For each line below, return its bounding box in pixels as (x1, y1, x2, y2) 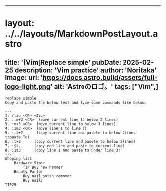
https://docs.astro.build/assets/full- (42, 74, 158, 82)
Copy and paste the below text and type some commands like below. (5, 100, 147, 105)
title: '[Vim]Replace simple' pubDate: (5, 58, 122, 67)
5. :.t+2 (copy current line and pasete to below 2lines (5, 130, 136, 135)
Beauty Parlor (14, 169, 43, 174)
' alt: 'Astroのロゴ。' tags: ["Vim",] (50, 82, 159, 91)
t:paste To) (5, 135, 30, 140)
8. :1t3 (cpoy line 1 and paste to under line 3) (5, 148, 121, 153)
